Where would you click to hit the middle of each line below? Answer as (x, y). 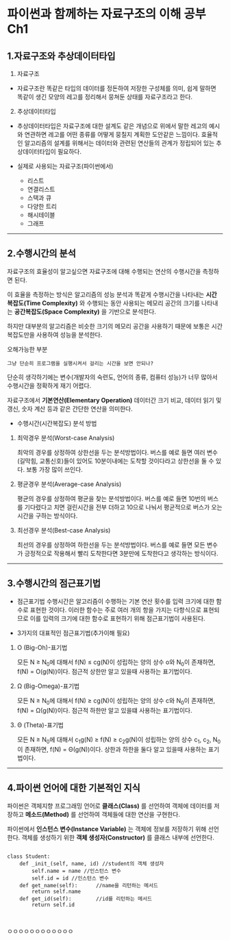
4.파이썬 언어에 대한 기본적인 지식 (74, 788)
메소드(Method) (47, 814)
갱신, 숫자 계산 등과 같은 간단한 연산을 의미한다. (70, 409)
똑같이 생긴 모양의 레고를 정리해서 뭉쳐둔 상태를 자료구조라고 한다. (105, 97)
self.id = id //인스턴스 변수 (71, 878)
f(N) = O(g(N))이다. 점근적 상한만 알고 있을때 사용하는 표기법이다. (105, 672)
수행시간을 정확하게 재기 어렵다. (49, 385)
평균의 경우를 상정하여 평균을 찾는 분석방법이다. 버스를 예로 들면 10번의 (112, 498)
